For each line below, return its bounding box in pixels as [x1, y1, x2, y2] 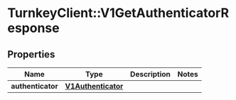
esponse [7, 20, 60, 36]
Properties [7, 48, 55, 60]
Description [130, 70, 171, 79]
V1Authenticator [65, 82, 124, 91]
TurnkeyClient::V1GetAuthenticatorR [7, 5, 230, 21]
